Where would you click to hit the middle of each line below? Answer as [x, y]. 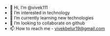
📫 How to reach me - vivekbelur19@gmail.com [57, 28]
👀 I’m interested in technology [40, 13]
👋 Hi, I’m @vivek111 [29, 8]
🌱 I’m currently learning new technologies [52, 18]
